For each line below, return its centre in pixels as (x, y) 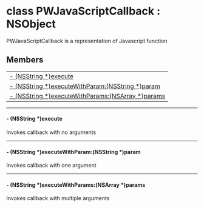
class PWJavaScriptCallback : (83, 11)
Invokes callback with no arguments (51, 132)
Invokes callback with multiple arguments (58, 198)
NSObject (31, 24)
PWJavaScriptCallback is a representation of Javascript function (87, 41)
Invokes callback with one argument (52, 166)
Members (25, 60)
